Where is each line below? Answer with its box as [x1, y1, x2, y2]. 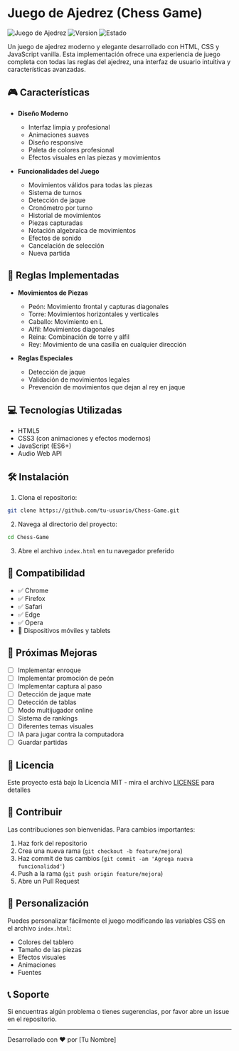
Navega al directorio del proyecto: [17, 520, 117, 528]
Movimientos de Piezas [17, 288, 89, 297]
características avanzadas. [7, 65, 87, 73]
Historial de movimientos [28, 211, 102, 219]
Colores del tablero [17, 938, 74, 946]
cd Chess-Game [7, 534, 50, 541]
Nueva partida [28, 249, 70, 257]
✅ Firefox [17, 594, 46, 602]
